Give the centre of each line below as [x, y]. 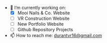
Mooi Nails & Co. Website [44, 13]
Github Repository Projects [45, 30]
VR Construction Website [43, 19]
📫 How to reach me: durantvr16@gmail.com [56, 36]
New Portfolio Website [40, 24]
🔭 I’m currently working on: [38, 8]
